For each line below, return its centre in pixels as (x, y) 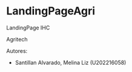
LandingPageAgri (51, 11)
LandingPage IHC (28, 28)
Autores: (17, 51)
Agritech (17, 39)
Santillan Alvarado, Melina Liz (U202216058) (71, 62)
